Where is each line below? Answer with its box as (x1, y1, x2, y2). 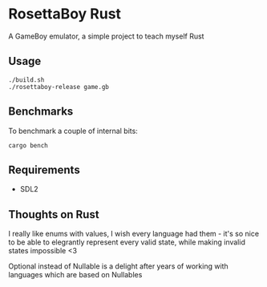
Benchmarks (8, 105, 74, 119)
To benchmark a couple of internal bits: (8, 126, 138, 135)
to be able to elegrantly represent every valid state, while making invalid (8, 237, 246, 247)
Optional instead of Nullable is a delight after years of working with (8, 261, 229, 271)
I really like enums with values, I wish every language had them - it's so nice (8, 229, 259, 239)
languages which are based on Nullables (8, 270, 143, 280)
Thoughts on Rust (8, 208, 99, 221)
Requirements (8, 163, 80, 176)
